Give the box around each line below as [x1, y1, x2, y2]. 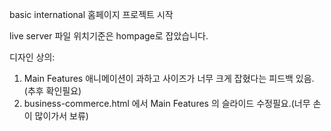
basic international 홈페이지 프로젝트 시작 [9, 9, 174, 20]
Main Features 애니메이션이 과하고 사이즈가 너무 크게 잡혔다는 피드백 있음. [23, 73, 315, 84]
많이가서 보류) [34, 110, 89, 122]
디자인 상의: [9, 51, 56, 63]
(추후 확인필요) [23, 85, 82, 97]
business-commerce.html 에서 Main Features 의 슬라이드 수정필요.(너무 [23, 98, 311, 109]
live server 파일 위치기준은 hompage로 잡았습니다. [9, 30, 209, 42]
